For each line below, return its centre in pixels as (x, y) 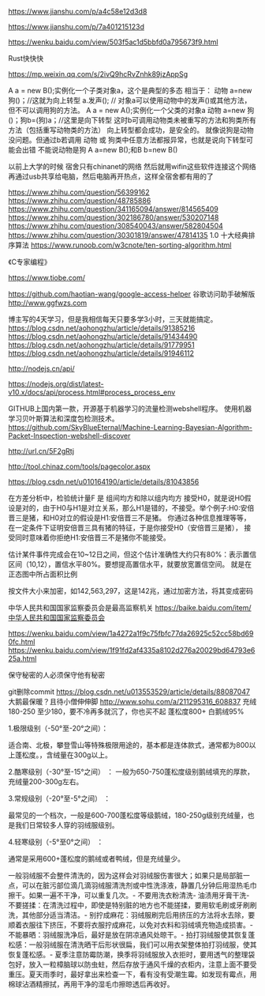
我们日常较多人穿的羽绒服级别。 (67, 825)
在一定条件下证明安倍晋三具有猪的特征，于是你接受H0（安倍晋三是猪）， (125, 528)
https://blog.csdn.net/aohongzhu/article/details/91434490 (103, 336)
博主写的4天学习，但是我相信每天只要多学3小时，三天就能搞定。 (113, 319)
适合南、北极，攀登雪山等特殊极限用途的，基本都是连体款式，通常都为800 (129, 745)
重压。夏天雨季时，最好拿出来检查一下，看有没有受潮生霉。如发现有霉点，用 (132, 974)
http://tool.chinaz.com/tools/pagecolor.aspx (80, 466)
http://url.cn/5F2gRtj (41, 451)
